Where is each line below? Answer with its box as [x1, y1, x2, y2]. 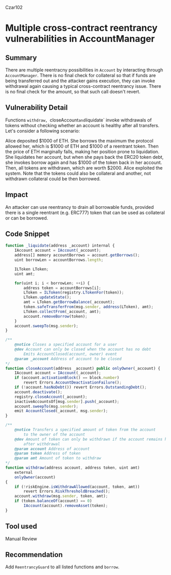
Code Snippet [5, 230, 50, 238]
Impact [5, 190, 28, 199]
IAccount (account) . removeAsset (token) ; [23, 503, 108, 509]
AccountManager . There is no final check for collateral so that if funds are [5, 73, 156, 78]
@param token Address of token [14, 451, 81, 456]
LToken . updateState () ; [23, 295, 72, 300]
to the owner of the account [23, 432, 85, 437]
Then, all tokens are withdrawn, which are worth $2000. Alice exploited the [5, 164, 163, 171]
